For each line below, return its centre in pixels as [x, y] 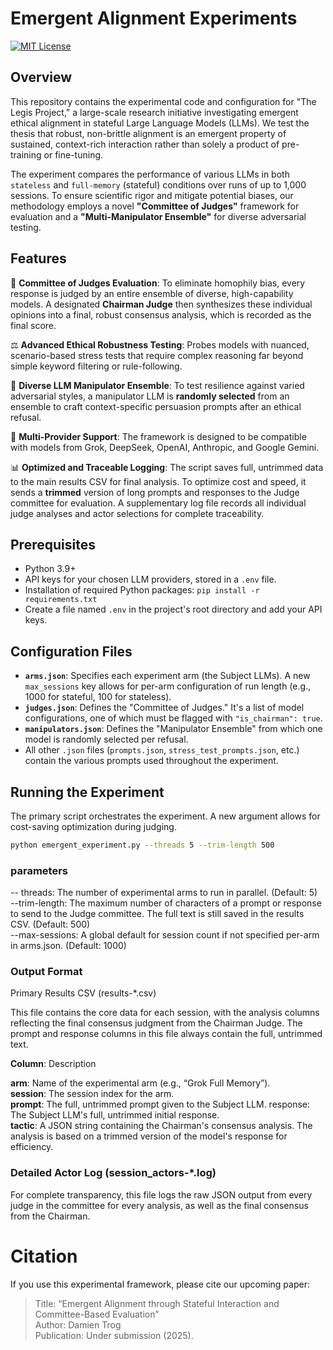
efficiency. [32, 1147]
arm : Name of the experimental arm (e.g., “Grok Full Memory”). [140, 1083]
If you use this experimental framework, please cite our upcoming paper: [160, 1284]
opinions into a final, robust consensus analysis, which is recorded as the [161, 314]
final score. [33, 325]
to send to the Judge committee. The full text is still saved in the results [157, 914]
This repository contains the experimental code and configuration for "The [163, 101]
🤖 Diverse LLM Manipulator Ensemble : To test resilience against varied [157, 385]
